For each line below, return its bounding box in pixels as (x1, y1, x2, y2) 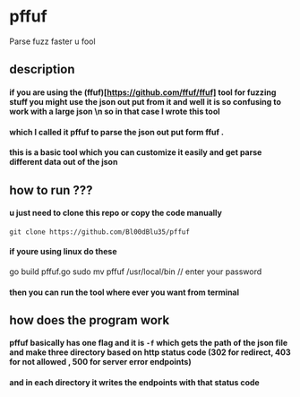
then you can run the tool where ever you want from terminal (9, 287, 240, 298)
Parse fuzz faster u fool (9, 36, 96, 47)
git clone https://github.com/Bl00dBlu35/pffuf (9, 227, 191, 237)
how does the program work (9, 312, 170, 328)
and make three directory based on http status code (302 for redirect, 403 (9, 347, 291, 358)
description (9, 62, 75, 77)
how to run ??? (9, 182, 93, 198)
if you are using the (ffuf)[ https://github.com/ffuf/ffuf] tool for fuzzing (9, 87, 277, 98)
